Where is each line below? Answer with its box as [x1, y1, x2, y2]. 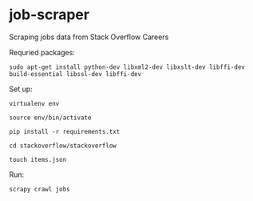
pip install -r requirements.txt [9, 127, 121, 135]
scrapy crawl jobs [9, 185, 70, 193]
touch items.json [9, 155, 67, 163]
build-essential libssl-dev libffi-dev [9, 70, 142, 78]
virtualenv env [9, 99, 60, 107]
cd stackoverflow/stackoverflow [9, 142, 117, 150]
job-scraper [9, 6, 90, 24]
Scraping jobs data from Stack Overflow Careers [9, 32, 169, 42]
